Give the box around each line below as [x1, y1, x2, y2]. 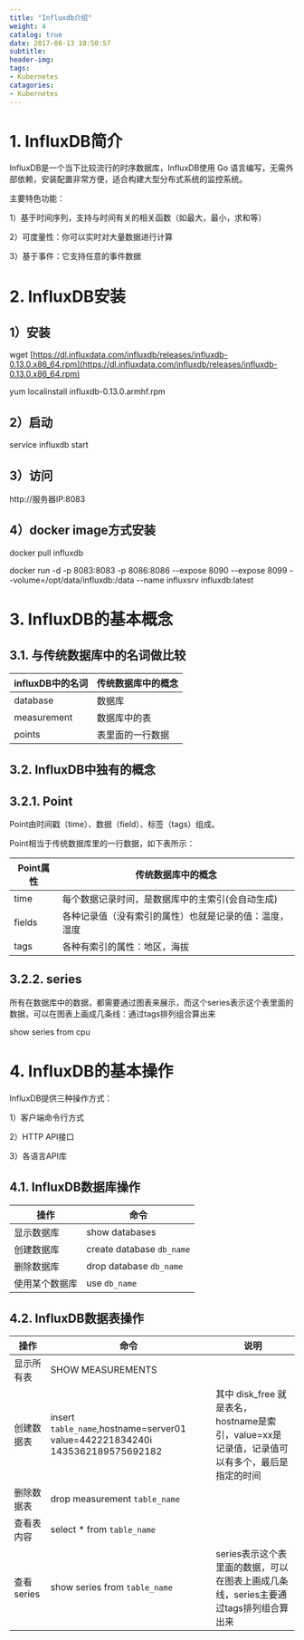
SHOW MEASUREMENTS [50, 1364, 157, 1376]
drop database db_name [86, 1259, 184, 1272]
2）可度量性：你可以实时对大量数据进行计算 [9, 232, 174, 243]
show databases [86, 1225, 157, 1238]
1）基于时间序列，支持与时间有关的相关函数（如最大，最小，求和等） [9, 212, 267, 223]
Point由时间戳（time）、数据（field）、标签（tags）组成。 [9, 819, 220, 830]
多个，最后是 [233, 1456, 289, 1469]
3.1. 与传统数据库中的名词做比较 [9, 648, 186, 663]
